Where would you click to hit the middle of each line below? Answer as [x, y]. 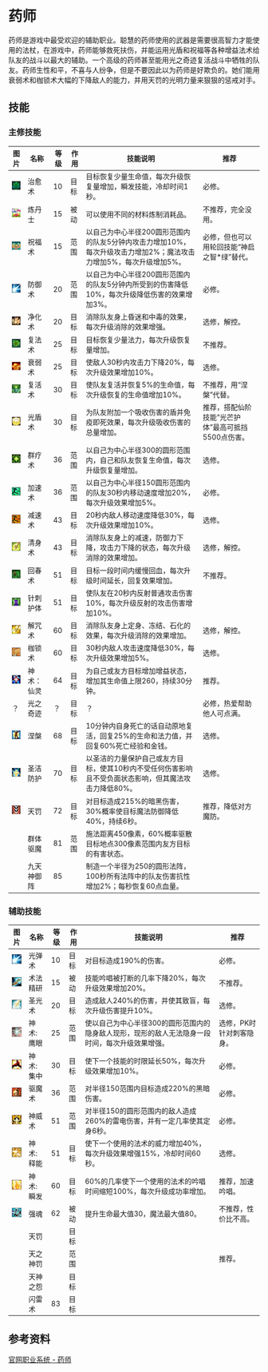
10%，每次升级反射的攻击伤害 [136, 602]
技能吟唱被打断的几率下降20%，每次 [145, 978]
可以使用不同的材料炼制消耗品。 [138, 214]
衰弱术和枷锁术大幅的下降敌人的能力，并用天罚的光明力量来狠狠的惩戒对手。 [134, 80]
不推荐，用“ [222, 385]
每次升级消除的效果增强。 [128, 327]
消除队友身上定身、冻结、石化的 [138, 626]
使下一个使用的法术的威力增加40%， [145, 1143]
